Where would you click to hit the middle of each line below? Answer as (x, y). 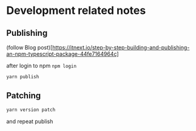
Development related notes (76, 11)
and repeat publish (30, 121)
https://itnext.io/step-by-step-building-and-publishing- (121, 47)
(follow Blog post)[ (29, 47)
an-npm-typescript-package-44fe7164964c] (63, 54)
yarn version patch (31, 110)
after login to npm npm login (42, 65)
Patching (24, 96)
